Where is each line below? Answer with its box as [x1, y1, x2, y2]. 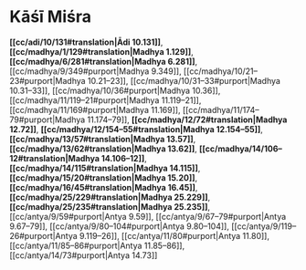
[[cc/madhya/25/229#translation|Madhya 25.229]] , [9, 192, 211, 202]
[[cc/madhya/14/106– [199, 143, 283, 154]
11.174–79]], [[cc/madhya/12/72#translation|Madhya [87, 114, 288, 125]
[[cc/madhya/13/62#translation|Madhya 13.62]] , [9, 143, 198, 154]
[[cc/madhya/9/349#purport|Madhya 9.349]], [9, 66, 182, 77]
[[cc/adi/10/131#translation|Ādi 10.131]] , [9, 36, 164, 47]
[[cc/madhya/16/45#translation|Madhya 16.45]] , [9, 182, 198, 192]
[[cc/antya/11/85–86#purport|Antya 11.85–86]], [9, 240, 185, 251]
